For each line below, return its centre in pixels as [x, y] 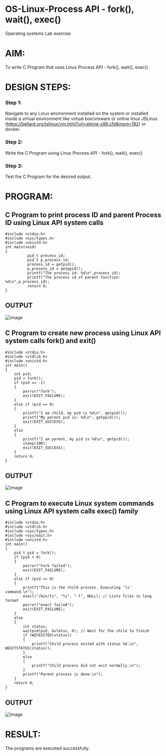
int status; [35, 627]
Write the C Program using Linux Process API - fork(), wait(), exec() [74, 153]
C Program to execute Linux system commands [80, 503]
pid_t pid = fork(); [35, 553]
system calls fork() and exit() [51, 341]
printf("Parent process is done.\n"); [63, 674]
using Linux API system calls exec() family [72, 511]
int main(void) [21, 247]
